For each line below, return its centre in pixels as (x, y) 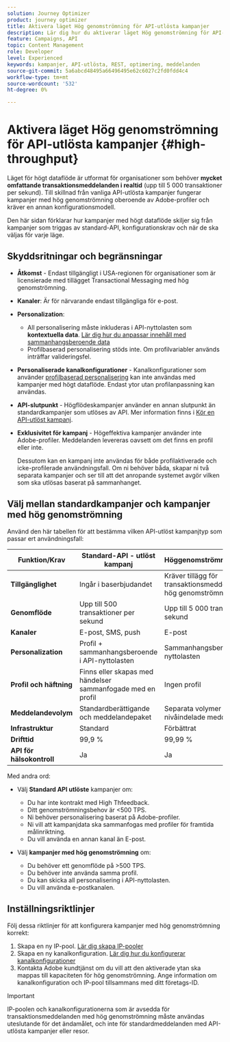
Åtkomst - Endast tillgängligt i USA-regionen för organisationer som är (116, 273)
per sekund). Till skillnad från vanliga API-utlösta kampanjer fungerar (104, 193)
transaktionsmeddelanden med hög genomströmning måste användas (106, 1016)
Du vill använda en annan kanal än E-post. (86, 839)
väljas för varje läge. (36, 235)
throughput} (43, 159)
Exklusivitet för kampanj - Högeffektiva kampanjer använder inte (109, 433)
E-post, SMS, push (110, 632)
